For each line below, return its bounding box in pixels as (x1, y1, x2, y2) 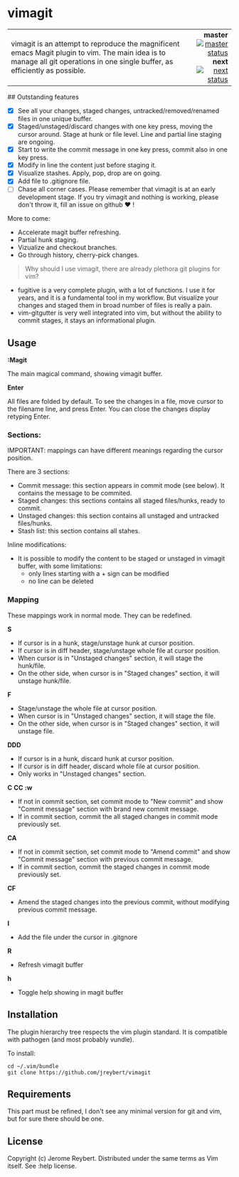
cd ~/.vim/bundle (7, 1062, 59, 1069)
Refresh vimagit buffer (17, 960, 84, 969)
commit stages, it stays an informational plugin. (17, 316, 156, 325)
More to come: (7, 214, 51, 223)
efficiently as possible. (11, 66, 86, 75)
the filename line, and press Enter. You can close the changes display (7, 404, 211, 414)
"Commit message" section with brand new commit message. (17, 805, 199, 813)
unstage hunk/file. (17, 676, 71, 685)
